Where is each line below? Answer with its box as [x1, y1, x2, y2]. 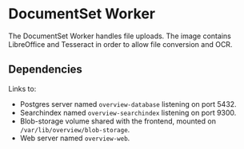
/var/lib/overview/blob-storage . [19, 124, 130, 134]
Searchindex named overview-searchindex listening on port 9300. [19, 108, 237, 117]
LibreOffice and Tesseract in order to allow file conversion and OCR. [8, 39, 233, 49]
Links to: [8, 84, 37, 93]
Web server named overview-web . [19, 133, 130, 143]
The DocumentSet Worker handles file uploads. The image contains [8, 31, 232, 41]
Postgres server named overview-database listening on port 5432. [19, 99, 238, 108]
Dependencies [8, 63, 82, 76]
